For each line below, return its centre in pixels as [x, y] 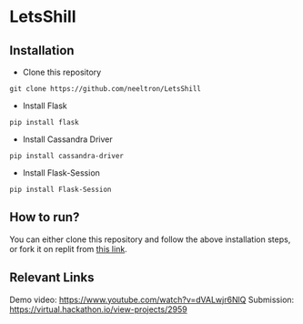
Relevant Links [52, 278]
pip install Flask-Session [61, 189]
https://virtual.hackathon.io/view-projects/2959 [99, 309]
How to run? [45, 217]
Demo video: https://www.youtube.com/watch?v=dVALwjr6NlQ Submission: [152, 299]
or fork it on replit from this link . [68, 248]
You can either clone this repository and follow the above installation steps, [150, 239]
